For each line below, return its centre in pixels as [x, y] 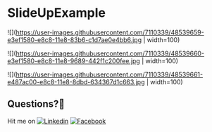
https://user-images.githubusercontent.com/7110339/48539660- [110, 53]
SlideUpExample [56, 13]
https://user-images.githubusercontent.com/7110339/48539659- [110, 32]
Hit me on [21, 121]
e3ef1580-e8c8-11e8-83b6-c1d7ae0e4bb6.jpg [75, 39]
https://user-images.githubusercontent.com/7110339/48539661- [109, 74]
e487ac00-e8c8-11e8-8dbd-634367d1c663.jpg [76, 81]
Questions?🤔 [36, 104]
